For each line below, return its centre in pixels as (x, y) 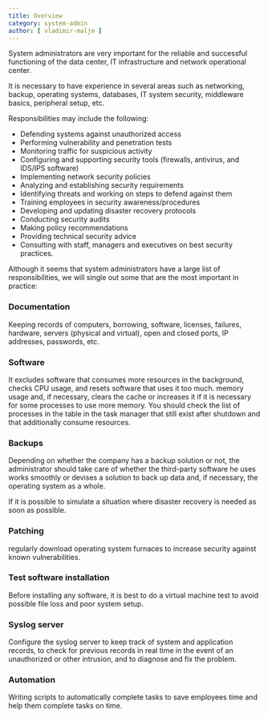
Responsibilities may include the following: (79, 119)
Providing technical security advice (78, 237)
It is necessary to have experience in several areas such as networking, (126, 86)
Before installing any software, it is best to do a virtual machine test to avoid (134, 595)
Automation (32, 680)
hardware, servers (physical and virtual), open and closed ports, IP (118, 333)
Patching (26, 531)
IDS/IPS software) (49, 168)
